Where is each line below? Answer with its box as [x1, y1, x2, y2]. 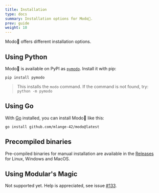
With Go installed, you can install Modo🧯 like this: [5, 115, 104, 121]
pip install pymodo [5, 75, 45, 80]
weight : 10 [5, 25, 27, 30]
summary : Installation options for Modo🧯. [5, 16, 93, 21]
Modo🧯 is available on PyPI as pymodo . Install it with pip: [5, 65, 116, 71]
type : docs [5, 12, 27, 17]
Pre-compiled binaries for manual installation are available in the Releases [5, 151, 154, 156]
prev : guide [5, 20, 29, 26]
